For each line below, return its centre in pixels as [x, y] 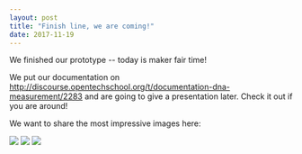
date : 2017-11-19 [42, 34]
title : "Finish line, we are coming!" [82, 26]
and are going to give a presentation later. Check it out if [188, 96]
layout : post [34, 18]
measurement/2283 [46, 96]
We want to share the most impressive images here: [105, 123]
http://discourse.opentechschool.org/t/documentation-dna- [120, 87]
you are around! [39, 106]
